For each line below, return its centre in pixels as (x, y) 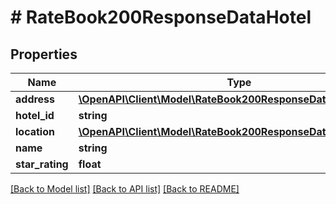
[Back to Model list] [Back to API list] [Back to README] (125, 189)
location (35, 131)
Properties (44, 54)
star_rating (42, 164)
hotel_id (35, 115)
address (35, 99)
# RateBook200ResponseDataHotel (161, 17)
